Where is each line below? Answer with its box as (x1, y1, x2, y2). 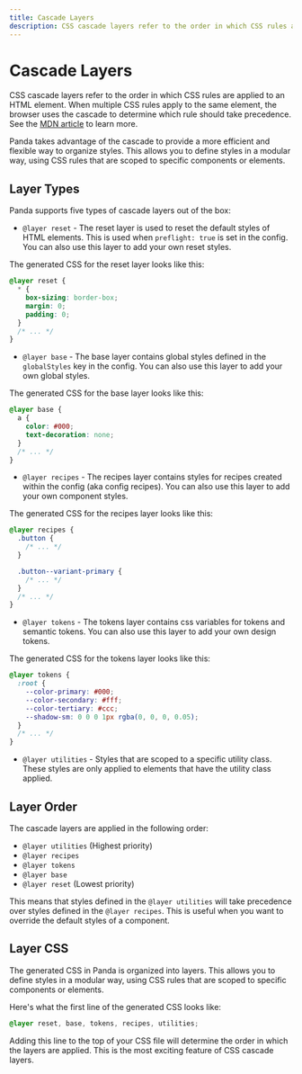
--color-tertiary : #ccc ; (25, 703, 119, 713)
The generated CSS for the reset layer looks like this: (9, 259, 205, 270)
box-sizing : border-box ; (25, 293, 119, 302)
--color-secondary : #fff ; (25, 695, 123, 704)
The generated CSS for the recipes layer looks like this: (9, 508, 214, 519)
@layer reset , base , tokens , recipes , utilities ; (9, 1018, 200, 1028)
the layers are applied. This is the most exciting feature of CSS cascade (9, 1044, 274, 1055)
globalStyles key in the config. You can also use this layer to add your (22, 361, 283, 371)
